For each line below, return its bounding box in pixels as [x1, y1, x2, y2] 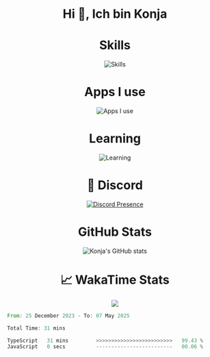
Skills [99, 38, 131, 53]
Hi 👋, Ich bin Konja [62, 6, 168, 22]
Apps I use [84, 84, 146, 100]
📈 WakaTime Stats [60, 272, 170, 288]
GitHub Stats [77, 224, 153, 240]
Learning [88, 131, 142, 147]
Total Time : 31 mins [7, 325, 66, 332]
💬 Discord [86, 177, 144, 193]
